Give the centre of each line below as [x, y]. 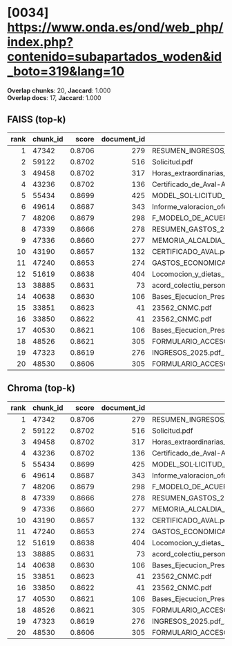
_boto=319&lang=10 [66, 71]
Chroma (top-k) [41, 388]
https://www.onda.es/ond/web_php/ [115, 27]
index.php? [40, 42]
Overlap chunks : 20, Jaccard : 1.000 [59, 90]
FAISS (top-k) [37, 120]
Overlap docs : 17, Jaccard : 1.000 [54, 97]
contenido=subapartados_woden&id [115, 57]
